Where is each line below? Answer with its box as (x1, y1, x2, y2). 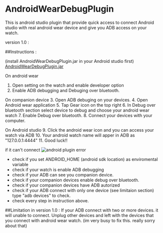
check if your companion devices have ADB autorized (12, 182, 120, 188)
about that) (5, 223, 28, 229)
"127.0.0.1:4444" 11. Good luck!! (5, 137, 68, 143)
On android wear (5, 73, 39, 78)
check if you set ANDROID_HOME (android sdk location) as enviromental (12, 156, 158, 162)
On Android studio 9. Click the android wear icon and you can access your (5, 127, 154, 133)
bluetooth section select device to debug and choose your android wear (5, 107, 150, 113)
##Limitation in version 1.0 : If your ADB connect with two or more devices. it (5, 207, 159, 213)
